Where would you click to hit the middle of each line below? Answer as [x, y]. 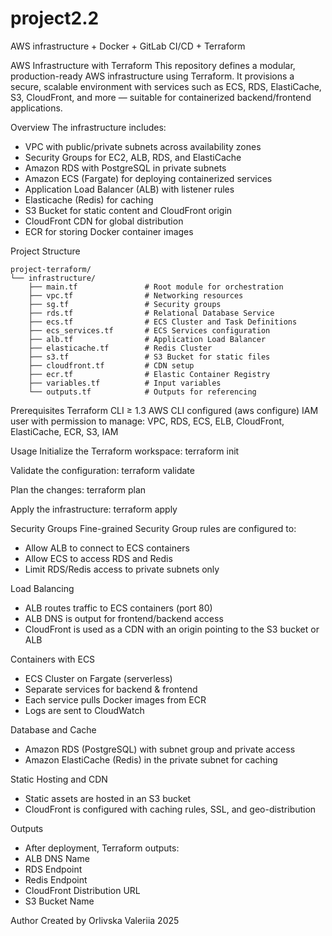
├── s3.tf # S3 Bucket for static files [149, 357]
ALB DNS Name [57, 858]
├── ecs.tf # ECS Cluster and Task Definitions [163, 322]
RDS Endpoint [53, 869]
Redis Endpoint [56, 879]
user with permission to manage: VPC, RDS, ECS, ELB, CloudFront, [147, 421]
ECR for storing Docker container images [109, 231]
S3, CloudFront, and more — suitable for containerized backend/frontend [161, 97]
